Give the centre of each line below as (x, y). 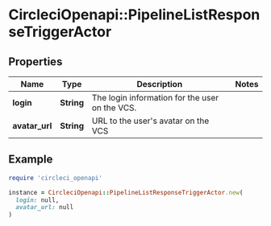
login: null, (38, 200)
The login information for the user (155, 98)
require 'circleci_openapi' (56, 178)
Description (160, 84)
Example (31, 160)
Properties (35, 62)
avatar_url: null (45, 208)
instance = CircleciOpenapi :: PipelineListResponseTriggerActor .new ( (126, 192)
